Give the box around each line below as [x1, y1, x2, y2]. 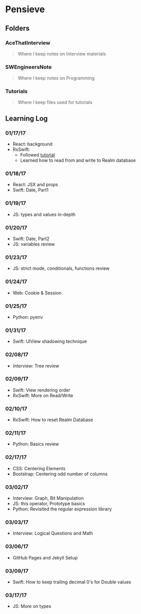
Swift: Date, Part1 [12, 187, 49, 193]
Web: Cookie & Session [12, 290, 62, 296]
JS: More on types [12, 603, 52, 609]
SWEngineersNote [5, 63, 52, 70]
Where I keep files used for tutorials [17, 99, 93, 106]
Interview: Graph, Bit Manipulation [12, 495, 84, 501]
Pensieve [5, 4, 45, 15]
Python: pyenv [12, 314, 43, 320]
